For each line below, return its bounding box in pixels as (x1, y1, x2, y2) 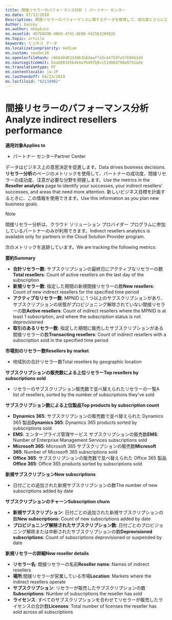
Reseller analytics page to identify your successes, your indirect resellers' (5, 182, 163, 188)
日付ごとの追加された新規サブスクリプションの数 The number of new (12, 482, 158, 488)
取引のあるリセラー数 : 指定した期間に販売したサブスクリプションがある (12, 325, 164, 331)
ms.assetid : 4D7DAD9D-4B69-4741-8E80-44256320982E (5, 31, 116, 36)
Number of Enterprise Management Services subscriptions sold (12, 437, 147, 443)
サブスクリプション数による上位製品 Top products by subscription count (5, 402, 160, 408)
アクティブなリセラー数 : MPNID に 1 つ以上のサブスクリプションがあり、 (12, 295, 165, 301)
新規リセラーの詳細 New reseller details (5, 550, 89, 556)
